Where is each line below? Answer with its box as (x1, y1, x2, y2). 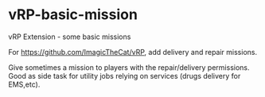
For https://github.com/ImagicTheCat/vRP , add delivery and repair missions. (8, 47, 257, 56)
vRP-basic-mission (8, 6, 138, 24)
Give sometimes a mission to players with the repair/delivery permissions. (8, 62, 250, 72)
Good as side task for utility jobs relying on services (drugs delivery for (8, 71, 241, 80)
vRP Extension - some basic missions (8, 32, 131, 41)
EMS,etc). (8, 80, 41, 89)
